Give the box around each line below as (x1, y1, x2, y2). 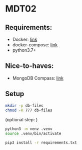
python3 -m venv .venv (5, 126, 52, 131)
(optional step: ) (5, 117, 38, 123)
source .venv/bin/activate (5, 131, 61, 136)
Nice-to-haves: (5, 61, 54, 70)
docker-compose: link (12, 42, 58, 48)
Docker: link (12, 36, 37, 42)
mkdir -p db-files (5, 103, 43, 108)
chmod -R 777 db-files (5, 108, 52, 113)
